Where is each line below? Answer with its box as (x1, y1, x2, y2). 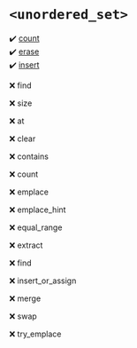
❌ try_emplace (9, 328, 62, 339)
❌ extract (9, 240, 43, 250)
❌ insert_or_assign (9, 275, 77, 286)
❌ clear (9, 133, 36, 144)
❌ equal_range (9, 222, 63, 233)
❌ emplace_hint (9, 204, 66, 215)
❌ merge (9, 293, 42, 304)
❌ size (9, 98, 33, 108)
